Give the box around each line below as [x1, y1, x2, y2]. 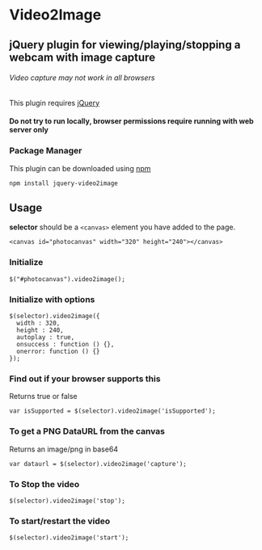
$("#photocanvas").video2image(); [9, 275, 126, 283]
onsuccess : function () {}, [16, 341, 115, 349]
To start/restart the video [9, 515, 111, 527]
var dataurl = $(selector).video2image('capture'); [9, 460, 187, 468]
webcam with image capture [9, 50, 156, 64]
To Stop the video [9, 478, 80, 489]
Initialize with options [9, 293, 95, 304]
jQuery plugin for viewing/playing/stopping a [9, 38, 241, 52]
